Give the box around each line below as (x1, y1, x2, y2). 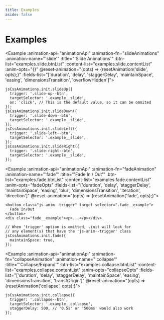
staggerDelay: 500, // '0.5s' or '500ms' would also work (10, 306, 134, 311)
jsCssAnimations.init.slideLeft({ (5, 126, 78, 131)
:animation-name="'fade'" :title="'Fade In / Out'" (5, 172, 106, 178)
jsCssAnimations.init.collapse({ (5, 293, 75, 298)
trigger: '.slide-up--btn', (10, 91, 69, 96)
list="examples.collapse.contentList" (5, 267, 81, 273)
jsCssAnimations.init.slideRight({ (5, 144, 80, 149)
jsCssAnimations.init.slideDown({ (5, 109, 78, 114)
